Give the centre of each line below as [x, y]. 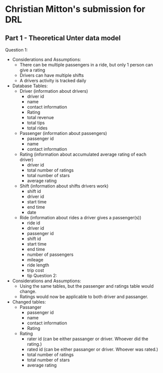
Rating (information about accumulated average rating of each [83, 154]
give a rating [32, 70]
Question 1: [17, 50]
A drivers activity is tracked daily [53, 81]
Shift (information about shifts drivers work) [64, 186]
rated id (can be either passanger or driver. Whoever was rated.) [93, 349]
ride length [38, 265]
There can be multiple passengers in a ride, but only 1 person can [86, 65]
